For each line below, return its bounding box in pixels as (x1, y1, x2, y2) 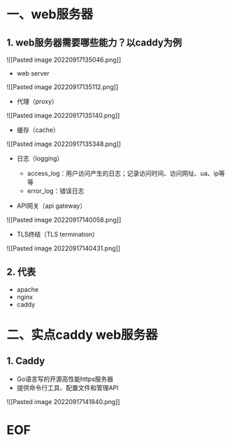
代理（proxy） (16, 98, 58, 105)
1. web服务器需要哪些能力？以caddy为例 (6, 36, 182, 48)
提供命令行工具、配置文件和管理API (16, 383, 119, 391)
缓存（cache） (16, 126, 60, 134)
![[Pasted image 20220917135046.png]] (6, 55, 122, 64)
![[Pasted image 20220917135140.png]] (6, 112, 120, 119)
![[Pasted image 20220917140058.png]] (6, 215, 122, 224)
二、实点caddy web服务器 (6, 327, 158, 342)
